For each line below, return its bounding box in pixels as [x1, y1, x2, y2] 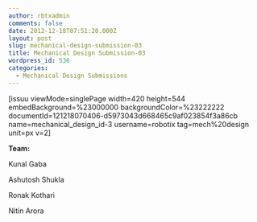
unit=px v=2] [8, 128, 51, 138]
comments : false [8, 19, 63, 27]
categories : [8, 64, 48, 72]
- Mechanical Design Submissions [15, 72, 128, 80]
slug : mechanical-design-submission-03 [8, 42, 143, 50]
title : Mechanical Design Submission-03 [8, 49, 147, 57]
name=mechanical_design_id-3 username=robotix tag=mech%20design [8, 119, 250, 129]
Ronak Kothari [8, 190, 55, 199]
